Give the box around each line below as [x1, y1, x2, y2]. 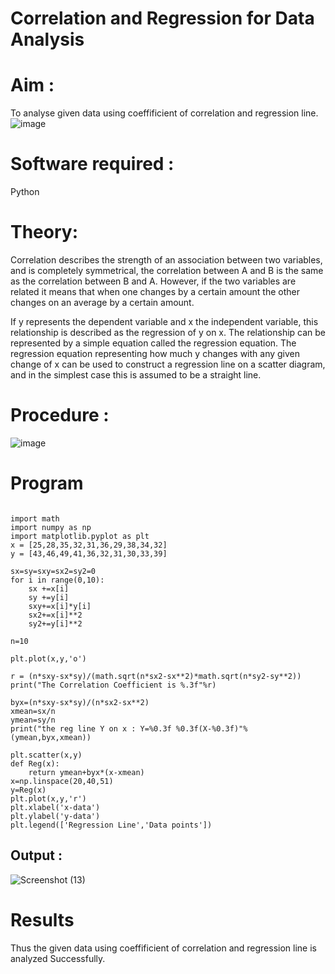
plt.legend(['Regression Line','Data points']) [10, 820, 213, 830]
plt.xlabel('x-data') [10, 802, 101, 812]
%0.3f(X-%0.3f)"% [175, 723, 248, 734]
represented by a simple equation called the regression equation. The [10, 337, 297, 349]
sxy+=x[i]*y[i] [28, 601, 92, 611]
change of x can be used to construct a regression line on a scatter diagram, [10, 358, 326, 370]
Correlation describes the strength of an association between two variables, [10, 254, 323, 266]
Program [10, 472, 84, 495]
